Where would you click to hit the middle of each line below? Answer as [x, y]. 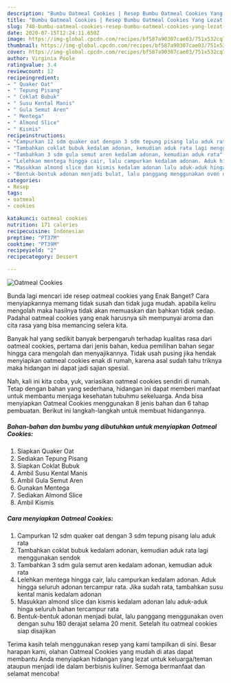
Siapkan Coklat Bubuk [48, 466]
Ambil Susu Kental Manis [52, 473]
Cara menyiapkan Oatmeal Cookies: [60, 518]
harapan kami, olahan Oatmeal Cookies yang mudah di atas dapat [100, 651]
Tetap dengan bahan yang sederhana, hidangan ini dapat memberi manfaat [114, 388]
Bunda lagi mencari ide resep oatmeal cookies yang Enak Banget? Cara [108, 296]
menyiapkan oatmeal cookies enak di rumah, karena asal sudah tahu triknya [114, 360]
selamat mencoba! [33, 673]
